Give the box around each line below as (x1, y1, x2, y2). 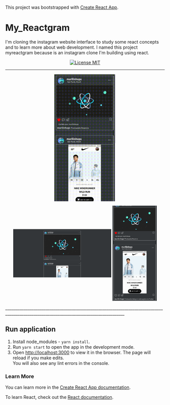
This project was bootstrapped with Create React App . (5, 5, 119, 10)
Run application (5, 325, 56, 334)
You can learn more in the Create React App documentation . (5, 384, 131, 390)
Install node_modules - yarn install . (12, 339, 90, 345)
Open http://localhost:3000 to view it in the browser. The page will (12, 349, 151, 355)
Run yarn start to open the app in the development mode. (12, 344, 135, 350)
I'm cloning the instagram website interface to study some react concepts (5, 39, 159, 45)
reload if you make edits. (12, 355, 64, 361)
